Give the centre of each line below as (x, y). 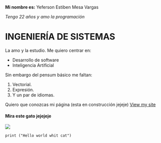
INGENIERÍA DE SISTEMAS (60, 37)
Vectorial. (22, 84)
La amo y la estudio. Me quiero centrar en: (48, 50)
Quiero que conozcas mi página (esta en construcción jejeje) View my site (80, 104)
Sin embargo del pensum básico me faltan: (49, 75)
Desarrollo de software (36, 60)
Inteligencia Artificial (33, 65)
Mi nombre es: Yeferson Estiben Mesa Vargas (52, 7)
